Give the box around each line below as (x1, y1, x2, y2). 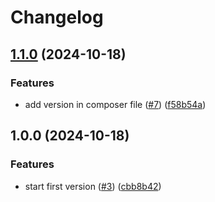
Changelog (10, 6, 104, 29)
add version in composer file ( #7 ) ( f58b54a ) (24, 98, 207, 110)
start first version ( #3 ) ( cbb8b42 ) (24, 180, 162, 192)
